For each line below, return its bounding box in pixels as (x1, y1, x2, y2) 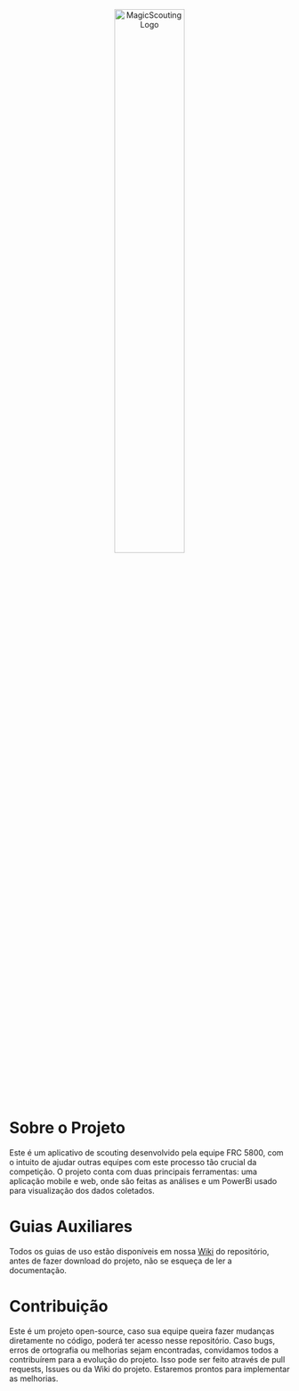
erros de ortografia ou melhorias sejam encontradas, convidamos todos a (9, 1345, 279, 1355)
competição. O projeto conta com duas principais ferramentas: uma (9, 1166, 258, 1177)
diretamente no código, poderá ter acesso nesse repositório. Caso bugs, (9, 1335, 276, 1345)
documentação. (9, 1264, 67, 1275)
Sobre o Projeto (9, 1118, 126, 1138)
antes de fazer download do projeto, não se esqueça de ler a (9, 1255, 233, 1266)
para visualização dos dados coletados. (9, 1185, 155, 1196)
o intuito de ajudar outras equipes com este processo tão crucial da (9, 1156, 257, 1167)
